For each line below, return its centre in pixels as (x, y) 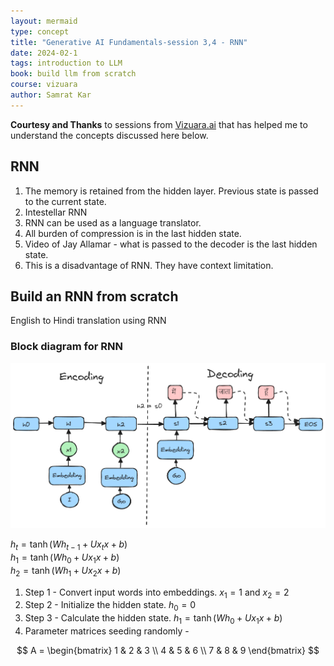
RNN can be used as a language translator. (113, 222)
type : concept (40, 31)
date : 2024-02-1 (44, 53)
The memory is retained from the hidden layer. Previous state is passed (171, 191)
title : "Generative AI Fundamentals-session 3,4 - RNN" (129, 42)
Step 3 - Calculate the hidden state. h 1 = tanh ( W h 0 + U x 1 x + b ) (153, 619)
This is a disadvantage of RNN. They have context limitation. (149, 265)
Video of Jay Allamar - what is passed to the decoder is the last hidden (171, 244)
